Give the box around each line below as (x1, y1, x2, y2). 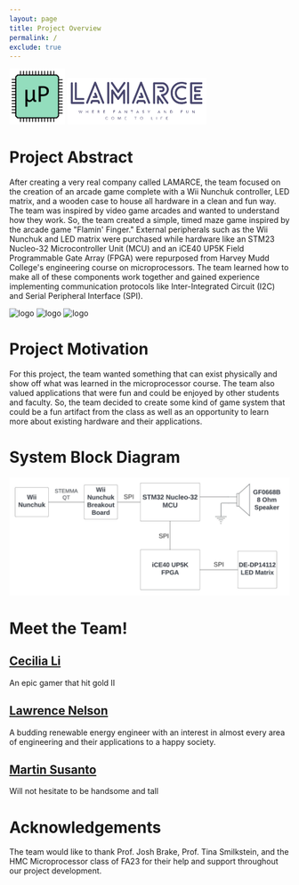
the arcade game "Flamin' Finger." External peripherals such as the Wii (9, 224, 269, 236)
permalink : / (9, 33, 58, 42)
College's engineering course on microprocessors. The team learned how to (9, 262, 289, 273)
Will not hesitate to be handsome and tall (9, 786, 158, 797)
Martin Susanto (9, 762, 97, 777)
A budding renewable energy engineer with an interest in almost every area (9, 727, 286, 738)
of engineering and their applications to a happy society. (9, 736, 216, 747)
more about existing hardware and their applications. (9, 416, 203, 427)
